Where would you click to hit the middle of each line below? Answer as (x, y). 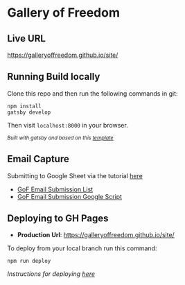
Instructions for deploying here (51, 274)
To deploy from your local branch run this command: (82, 248)
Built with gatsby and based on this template (61, 138)
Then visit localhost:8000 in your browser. (68, 125)
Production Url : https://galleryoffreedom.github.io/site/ (96, 235)
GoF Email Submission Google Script (70, 196)
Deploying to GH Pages (58, 219)
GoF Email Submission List (55, 189)
